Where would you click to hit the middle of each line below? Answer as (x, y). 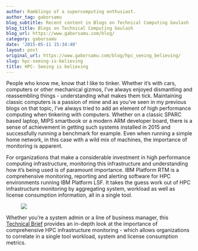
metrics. (16, 243)
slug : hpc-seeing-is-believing (45, 61)
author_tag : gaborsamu (34, 17)
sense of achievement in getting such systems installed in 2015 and (88, 127)
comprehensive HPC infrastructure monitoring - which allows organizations (98, 230)
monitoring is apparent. (35, 146)
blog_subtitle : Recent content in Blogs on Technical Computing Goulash (98, 22)
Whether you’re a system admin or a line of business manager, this (87, 218)
